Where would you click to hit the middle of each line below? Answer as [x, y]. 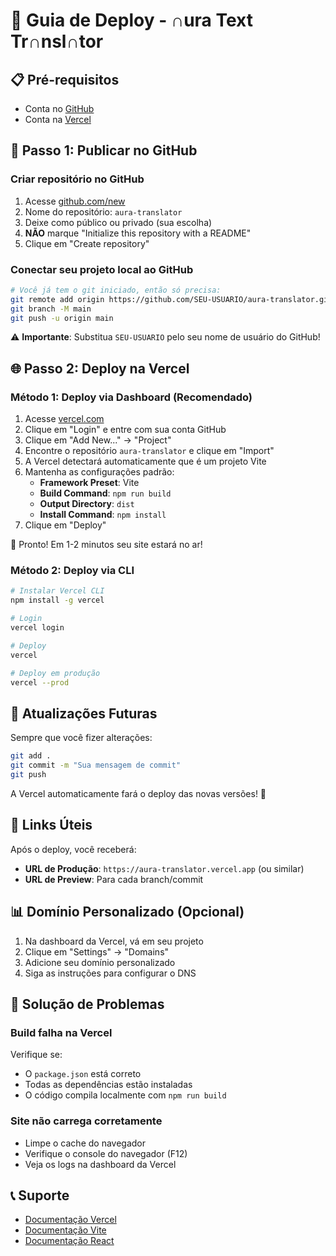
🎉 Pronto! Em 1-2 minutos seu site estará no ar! [106, 545]
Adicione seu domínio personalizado [100, 962]
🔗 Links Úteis [51, 825]
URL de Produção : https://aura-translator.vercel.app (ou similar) [164, 868]
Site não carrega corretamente [86, 1121]
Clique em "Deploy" [65, 525]
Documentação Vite [65, 1230]
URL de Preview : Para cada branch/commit [114, 879]
